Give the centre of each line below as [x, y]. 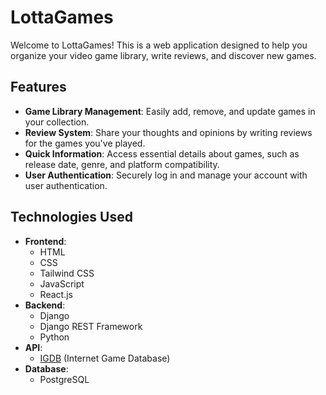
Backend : [45, 305]
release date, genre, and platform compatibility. [122, 164]
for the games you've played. [85, 143]
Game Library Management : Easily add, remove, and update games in [170, 111]
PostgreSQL [64, 379]
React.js [56, 294]
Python [54, 337]
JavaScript [62, 283]
